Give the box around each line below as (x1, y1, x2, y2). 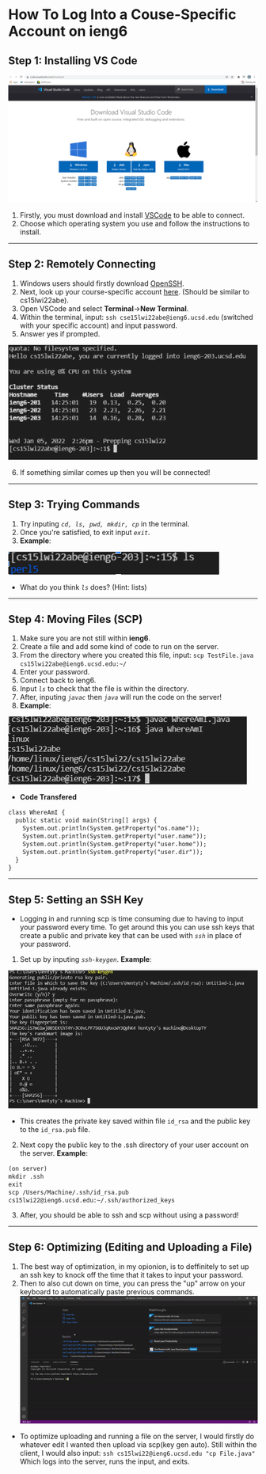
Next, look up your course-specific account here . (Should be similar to (19, 287, 249, 296)
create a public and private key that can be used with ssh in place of (19, 931, 242, 940)
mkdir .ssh (8, 1172, 44, 1180)
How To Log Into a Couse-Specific (8, 6, 237, 24)
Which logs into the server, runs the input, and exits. (19, 1457, 190, 1466)
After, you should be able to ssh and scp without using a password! (19, 1210, 239, 1220)
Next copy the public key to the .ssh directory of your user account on (19, 1140, 249, 1149)
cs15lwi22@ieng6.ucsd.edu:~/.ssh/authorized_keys (8, 1196, 176, 1204)
